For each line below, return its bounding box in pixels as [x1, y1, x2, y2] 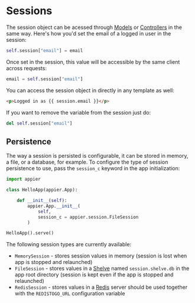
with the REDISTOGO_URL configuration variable [14, 290, 125, 297]
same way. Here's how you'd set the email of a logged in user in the [6, 30, 171, 37]
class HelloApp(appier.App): [6, 187, 78, 193]
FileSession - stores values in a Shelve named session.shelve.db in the [14, 265, 190, 272]
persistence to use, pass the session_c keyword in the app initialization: [6, 165, 180, 172]
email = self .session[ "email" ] [6, 76, 83, 82]
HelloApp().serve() [6, 230, 54, 236]
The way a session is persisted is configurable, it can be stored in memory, [6, 152, 188, 159]
